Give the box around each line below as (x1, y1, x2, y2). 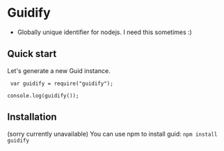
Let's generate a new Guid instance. (7, 66, 111, 74)
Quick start (7, 48, 57, 60)
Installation (7, 111, 57, 123)
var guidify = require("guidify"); (10, 80, 113, 87)
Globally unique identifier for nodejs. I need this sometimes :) (17, 28, 193, 36)
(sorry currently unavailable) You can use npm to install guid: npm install (7, 129, 218, 138)
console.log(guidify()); (7, 92, 79, 99)
